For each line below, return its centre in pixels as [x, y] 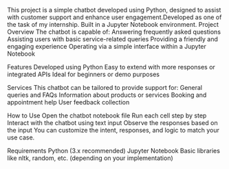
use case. [21, 137]
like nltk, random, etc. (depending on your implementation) [90, 158]
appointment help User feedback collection [68, 102]
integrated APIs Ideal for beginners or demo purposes [84, 74]
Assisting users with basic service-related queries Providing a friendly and [112, 39]
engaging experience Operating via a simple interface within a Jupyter [107, 46]
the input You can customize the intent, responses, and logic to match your [113, 130]
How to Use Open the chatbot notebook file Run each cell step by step [107, 115]
